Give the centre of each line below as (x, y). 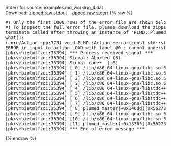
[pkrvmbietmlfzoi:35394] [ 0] (43, 68)
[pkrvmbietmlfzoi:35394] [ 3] (43, 83)
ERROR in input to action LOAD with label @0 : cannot (75, 48)
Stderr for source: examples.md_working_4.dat (54, 7)
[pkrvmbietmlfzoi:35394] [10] (43, 119)
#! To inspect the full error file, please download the (78, 27)
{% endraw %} (21, 138)
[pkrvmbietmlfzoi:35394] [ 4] (43, 88)
